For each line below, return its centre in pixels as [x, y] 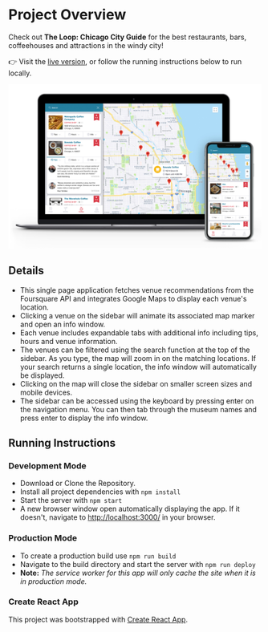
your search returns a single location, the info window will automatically [138, 367]
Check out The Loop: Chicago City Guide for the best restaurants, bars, [128, 37]
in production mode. [53, 581]
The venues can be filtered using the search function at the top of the [135, 350]
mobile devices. [46, 392]
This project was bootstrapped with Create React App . [98, 619]
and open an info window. [63, 324]
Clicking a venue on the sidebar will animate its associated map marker [137, 315]
